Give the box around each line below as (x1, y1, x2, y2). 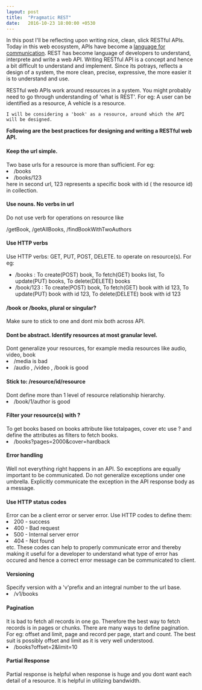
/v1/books (14, 590, 39, 598)
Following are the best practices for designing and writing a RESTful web (6, 127, 192, 135)
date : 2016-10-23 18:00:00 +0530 (6, 20, 96, 26)
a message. (6, 485, 35, 491)
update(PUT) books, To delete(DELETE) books (14, 277, 131, 285)
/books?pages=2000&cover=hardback (14, 437, 110, 445)
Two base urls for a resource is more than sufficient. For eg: (6, 161, 155, 168)
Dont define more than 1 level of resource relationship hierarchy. (6, 391, 166, 399)
